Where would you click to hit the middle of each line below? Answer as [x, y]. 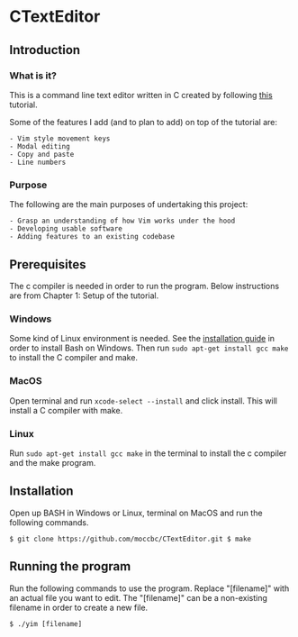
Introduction [45, 50]
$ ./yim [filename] [46, 623]
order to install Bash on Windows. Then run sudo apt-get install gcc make [149, 348]
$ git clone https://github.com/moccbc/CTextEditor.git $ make [131, 539]
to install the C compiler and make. [73, 358]
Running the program [70, 566]
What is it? [33, 76]
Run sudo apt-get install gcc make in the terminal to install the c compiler [148, 453]
